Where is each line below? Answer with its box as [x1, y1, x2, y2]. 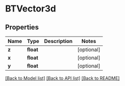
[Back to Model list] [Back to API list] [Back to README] [5, 75, 120, 81]
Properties [5, 23, 39, 31]
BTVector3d [5, 3, 56, 14]
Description [44, 38, 72, 44]
